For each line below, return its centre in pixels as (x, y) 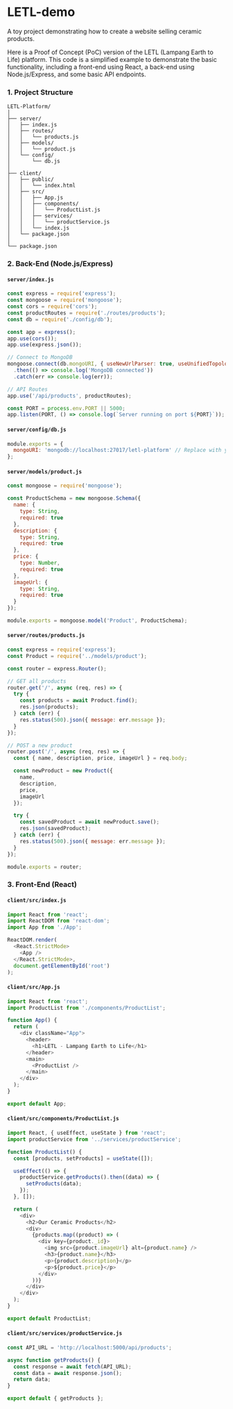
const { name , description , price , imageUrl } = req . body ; (101, 758)
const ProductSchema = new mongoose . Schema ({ (74, 498)
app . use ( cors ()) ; (32, 338)
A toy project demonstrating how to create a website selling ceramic (105, 31)
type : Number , (40, 563)
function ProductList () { (44, 1152)
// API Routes (28, 389)
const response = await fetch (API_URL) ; (72, 1367)
